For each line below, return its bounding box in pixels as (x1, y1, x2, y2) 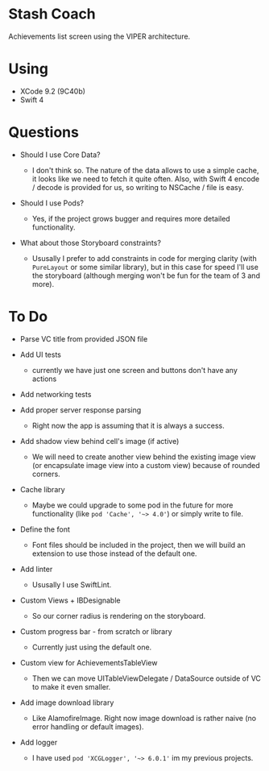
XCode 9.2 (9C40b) (19, 86, 86, 96)
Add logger (19, 737, 58, 747)
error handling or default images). (31, 722, 144, 732)
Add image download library (19, 698, 114, 707)
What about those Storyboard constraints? (19, 238, 161, 247)
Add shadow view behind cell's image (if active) (19, 436, 180, 446)
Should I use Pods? (19, 198, 85, 208)
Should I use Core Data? (19, 150, 101, 160)
